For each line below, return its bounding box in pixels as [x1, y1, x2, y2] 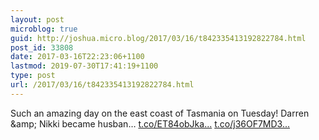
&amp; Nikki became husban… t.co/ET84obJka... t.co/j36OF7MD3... [10, 117, 291, 130]
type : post [10, 71, 56, 81]
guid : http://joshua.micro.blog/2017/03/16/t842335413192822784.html [10, 33, 307, 43]
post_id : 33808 [10, 42, 74, 53]
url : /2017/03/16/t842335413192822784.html [10, 80, 195, 90]
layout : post [10, 14, 65, 25]
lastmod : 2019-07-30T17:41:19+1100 [10, 61, 159, 71]
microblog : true [10, 24, 78, 34]
